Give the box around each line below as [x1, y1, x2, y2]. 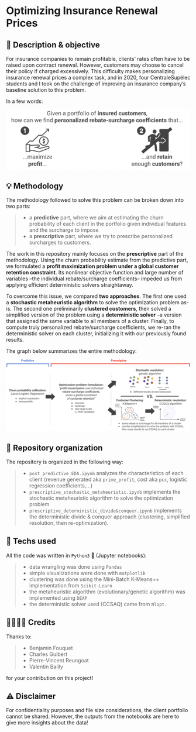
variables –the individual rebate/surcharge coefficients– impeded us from [6, 275, 183, 282]
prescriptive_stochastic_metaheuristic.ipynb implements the [29, 489, 181, 496]
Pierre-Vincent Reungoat [29, 657, 89, 664]
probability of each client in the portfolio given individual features [29, 221, 186, 228]
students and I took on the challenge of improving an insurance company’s [6, 80, 186, 87]
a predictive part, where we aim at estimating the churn [29, 214, 164, 221]
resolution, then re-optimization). [29, 520, 109, 527]
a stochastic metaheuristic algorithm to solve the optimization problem [6, 299, 180, 306]
